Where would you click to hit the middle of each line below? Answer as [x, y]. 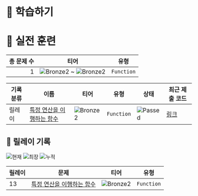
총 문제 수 [22, 61]
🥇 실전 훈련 [31, 41]
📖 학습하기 [30, 12]
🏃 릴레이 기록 [29, 142]
